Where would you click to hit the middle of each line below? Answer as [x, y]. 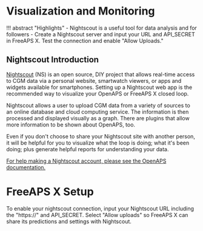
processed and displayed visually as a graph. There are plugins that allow [98, 118]
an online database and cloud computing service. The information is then [98, 112]
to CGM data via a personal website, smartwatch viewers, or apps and [94, 80]
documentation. [26, 167]
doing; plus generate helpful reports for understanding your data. [88, 149]
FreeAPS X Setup [50, 191]
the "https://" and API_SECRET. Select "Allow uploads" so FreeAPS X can [97, 215]
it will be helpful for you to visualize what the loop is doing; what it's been [98, 143]
